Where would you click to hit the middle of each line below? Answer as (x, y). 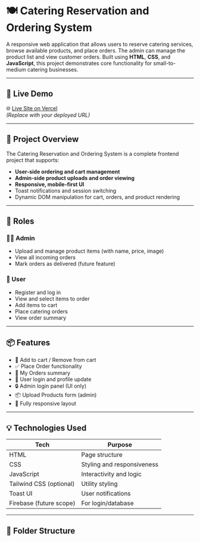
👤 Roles (20, 221)
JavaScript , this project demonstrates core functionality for (79, 63)
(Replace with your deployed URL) (48, 115)
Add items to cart (36, 305)
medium (16, 69)
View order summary (40, 318)
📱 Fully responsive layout (45, 404)
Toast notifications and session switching (65, 190)
